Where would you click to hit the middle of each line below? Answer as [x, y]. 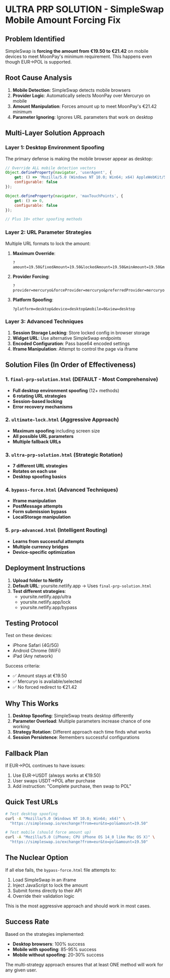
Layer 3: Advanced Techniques [44, 322]
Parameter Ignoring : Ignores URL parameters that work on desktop [83, 117]
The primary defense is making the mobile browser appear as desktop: [79, 159]
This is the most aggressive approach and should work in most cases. [78, 906]
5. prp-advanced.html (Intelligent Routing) [56, 530]
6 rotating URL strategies [39, 396]
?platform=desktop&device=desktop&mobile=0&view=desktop [74, 309]
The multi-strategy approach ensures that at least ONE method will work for [84, 964]
